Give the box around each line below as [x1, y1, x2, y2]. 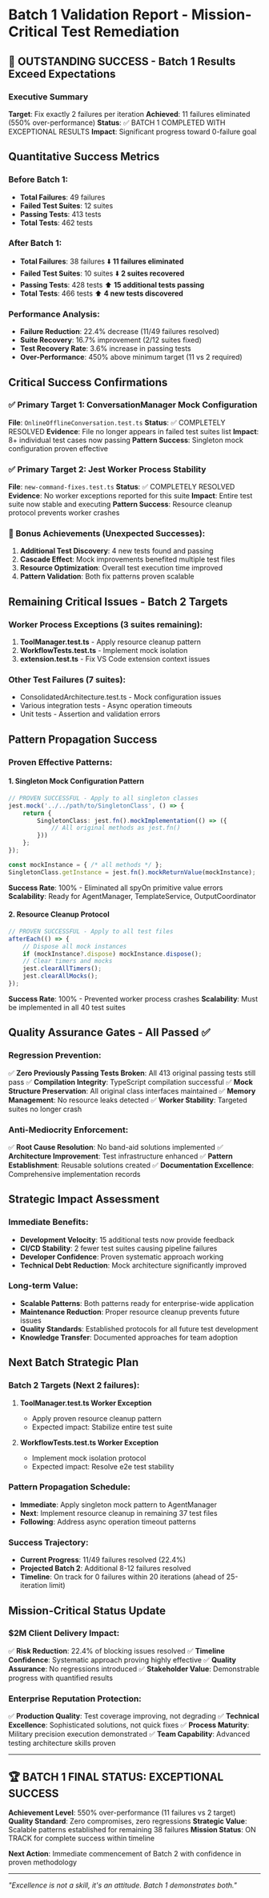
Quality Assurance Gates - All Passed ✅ [8, 1026, 211, 1039]
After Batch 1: [8, 238, 62, 249]
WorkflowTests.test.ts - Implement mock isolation [19, 646, 188, 655]
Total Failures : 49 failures [19, 192, 106, 202]
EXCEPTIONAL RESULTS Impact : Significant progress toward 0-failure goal [8, 127, 257, 136]
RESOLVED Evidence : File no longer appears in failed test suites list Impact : [8, 426, 259, 436]
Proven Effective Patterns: [8, 756, 113, 768]
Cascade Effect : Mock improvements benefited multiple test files [19, 554, 235, 564]
